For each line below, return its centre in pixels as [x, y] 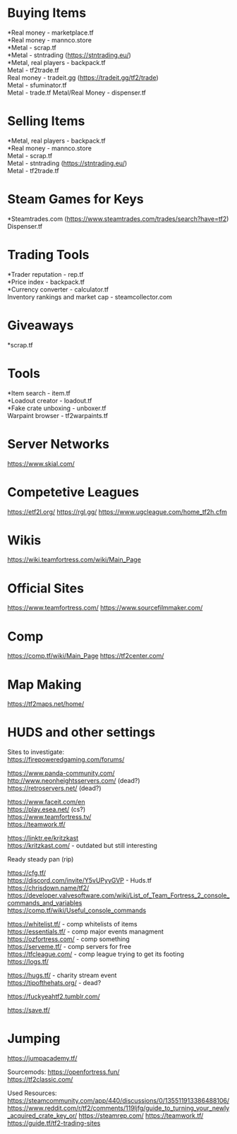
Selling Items [46, 121]
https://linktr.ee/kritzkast [43, 838]
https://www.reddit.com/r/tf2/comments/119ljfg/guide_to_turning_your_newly [119, 1108]
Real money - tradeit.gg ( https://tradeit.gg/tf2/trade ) [83, 77]
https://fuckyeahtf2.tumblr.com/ [54, 996]
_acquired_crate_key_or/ [42, 1116]
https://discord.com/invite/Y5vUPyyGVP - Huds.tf [79, 881]
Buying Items [47, 13]
